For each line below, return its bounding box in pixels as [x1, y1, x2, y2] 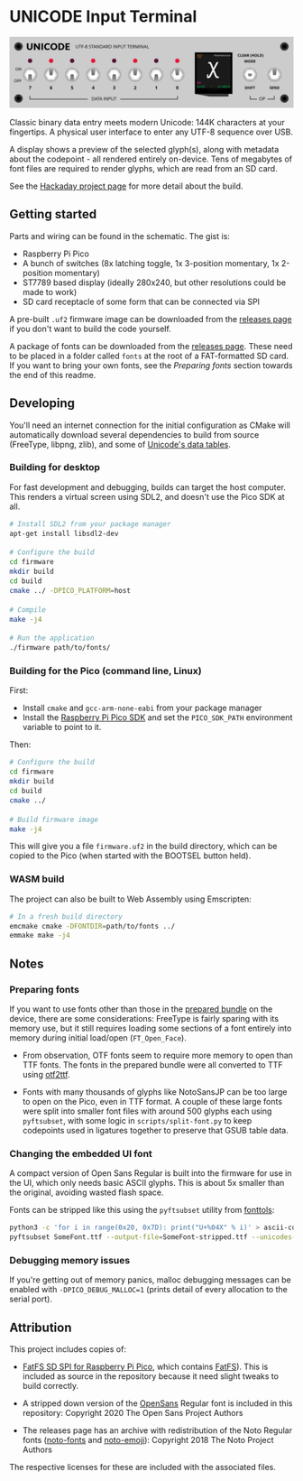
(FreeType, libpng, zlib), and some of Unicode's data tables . [9, 439, 232, 449]
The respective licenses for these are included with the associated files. [9, 1462, 277, 1473]
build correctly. [22, 1381, 79, 1392]
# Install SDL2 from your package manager [9, 519, 171, 529]
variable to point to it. [22, 722, 102, 733]
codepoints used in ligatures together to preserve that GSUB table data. [22, 1125, 289, 1136]
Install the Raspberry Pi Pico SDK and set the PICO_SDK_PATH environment [22, 712, 293, 723]
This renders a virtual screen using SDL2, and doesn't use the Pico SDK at [9, 491, 286, 502]
